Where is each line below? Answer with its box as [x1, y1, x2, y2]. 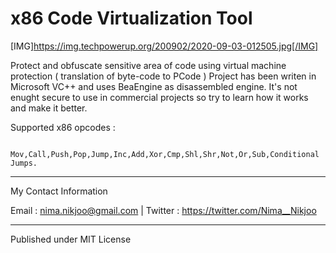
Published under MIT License [10, 233, 132, 245]
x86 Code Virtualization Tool [10, 7, 253, 30]
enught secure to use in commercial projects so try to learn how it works [10, 91, 309, 103]
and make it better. [10, 102, 88, 114]
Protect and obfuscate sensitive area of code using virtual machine [10, 59, 287, 71]
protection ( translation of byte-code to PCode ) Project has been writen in [10, 70, 317, 82]
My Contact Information [10, 185, 108, 197]
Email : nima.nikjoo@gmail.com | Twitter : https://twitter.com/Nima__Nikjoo [10, 204, 317, 216]
